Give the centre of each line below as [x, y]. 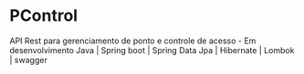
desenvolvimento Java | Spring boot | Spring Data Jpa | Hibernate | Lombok [152, 50]
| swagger [28, 60]
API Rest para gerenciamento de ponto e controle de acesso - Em [133, 41]
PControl [44, 16]
